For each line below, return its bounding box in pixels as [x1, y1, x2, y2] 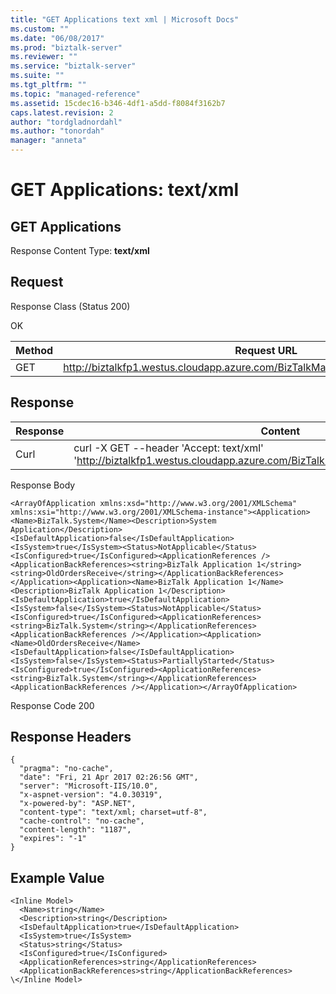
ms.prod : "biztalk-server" [10, 42, 123, 53]
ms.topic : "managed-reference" [10, 89, 141, 99]
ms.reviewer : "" [10, 52, 78, 62]
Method [15, 343, 54, 357]
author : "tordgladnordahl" [10, 117, 123, 127]
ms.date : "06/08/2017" [10, 33, 105, 43]
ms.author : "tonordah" [10, 126, 105, 136]
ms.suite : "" [10, 71, 65, 81]
